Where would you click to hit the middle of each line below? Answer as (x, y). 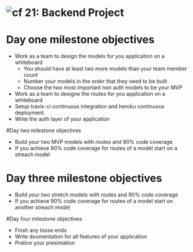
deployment (29, 113)
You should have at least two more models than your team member (105, 69)
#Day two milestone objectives (44, 131)
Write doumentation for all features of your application (81, 237)
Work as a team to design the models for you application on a (89, 56)
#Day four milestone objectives (44, 219)
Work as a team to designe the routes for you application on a (90, 94)
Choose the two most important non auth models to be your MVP (103, 88)
